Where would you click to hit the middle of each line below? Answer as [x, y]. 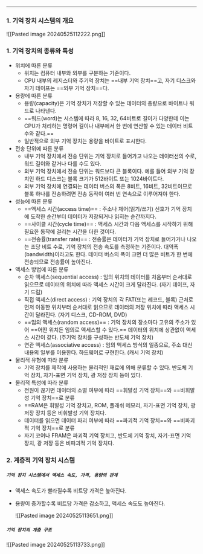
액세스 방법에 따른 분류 [42, 269]
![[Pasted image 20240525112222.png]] [56, 34]
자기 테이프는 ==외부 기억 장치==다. [66, 88]
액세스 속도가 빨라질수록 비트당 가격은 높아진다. [71, 491]
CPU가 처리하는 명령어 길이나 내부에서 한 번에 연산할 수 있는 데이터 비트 [108, 126]
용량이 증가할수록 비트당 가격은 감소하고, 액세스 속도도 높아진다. [90, 504]
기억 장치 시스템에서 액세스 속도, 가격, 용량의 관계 [62, 475]
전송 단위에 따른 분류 [39, 148]
